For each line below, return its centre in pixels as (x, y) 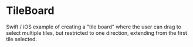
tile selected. (21, 39)
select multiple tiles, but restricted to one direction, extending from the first (97, 32)
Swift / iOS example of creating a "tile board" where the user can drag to (94, 27)
